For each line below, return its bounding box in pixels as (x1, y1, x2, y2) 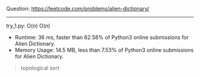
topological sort (20, 64, 60, 71)
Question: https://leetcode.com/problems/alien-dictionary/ (6, 5, 150, 12)
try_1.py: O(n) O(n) (6, 22, 51, 29)
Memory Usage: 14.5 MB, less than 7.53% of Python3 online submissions (14, 47, 194, 53)
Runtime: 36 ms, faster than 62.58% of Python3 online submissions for (14, 34, 189, 41)
